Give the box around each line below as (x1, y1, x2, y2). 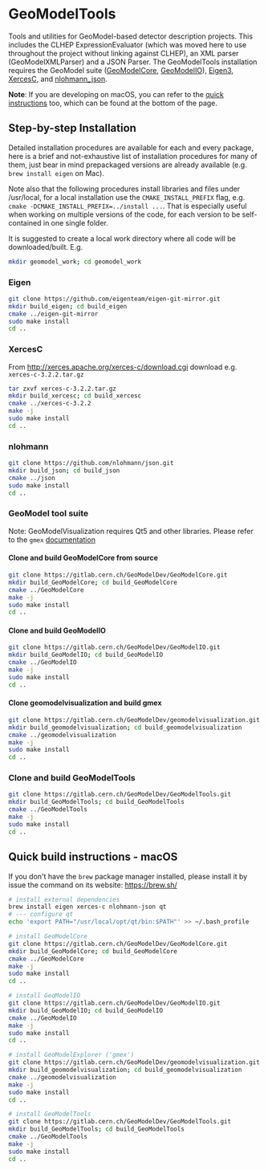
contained (8, 218, 42, 227)
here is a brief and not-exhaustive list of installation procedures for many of (8, 151, 258, 161)
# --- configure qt (8, 911, 74, 919)
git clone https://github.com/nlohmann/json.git (8, 459, 174, 467)
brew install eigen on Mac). (8, 168, 104, 177)
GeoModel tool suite (8, 508, 89, 519)
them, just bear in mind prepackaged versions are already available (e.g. (8, 160, 247, 169)
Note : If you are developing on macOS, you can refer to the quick (8, 89, 225, 99)
